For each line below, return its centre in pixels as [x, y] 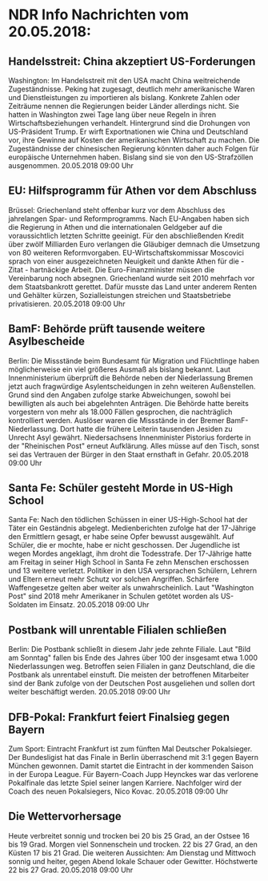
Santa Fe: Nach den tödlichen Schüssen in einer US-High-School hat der [128, 520]
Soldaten [23, 605]
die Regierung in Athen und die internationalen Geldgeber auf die [115, 227]
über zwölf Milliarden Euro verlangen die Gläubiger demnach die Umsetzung [134, 244]
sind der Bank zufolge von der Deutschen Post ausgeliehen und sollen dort [132, 683]
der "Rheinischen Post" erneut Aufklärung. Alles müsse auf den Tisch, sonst [134, 445]
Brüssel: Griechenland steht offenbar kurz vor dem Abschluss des [117, 210]
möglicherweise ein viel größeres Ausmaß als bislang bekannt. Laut [119, 369]
